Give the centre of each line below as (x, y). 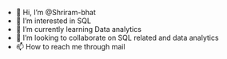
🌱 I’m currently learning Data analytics (79, 29)
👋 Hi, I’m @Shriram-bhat (56, 12)
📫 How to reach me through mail (70, 47)
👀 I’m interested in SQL (54, 21)
